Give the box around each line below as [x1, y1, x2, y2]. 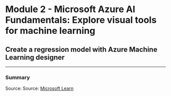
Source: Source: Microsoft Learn [5, 85, 74, 91]
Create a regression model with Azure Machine [5, 45, 158, 54]
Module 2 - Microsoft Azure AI [5, 4, 136, 15]
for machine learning [5, 25, 96, 36]
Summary [5, 74, 31, 81]
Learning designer [5, 53, 65, 62]
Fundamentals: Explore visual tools [5, 14, 157, 26]
